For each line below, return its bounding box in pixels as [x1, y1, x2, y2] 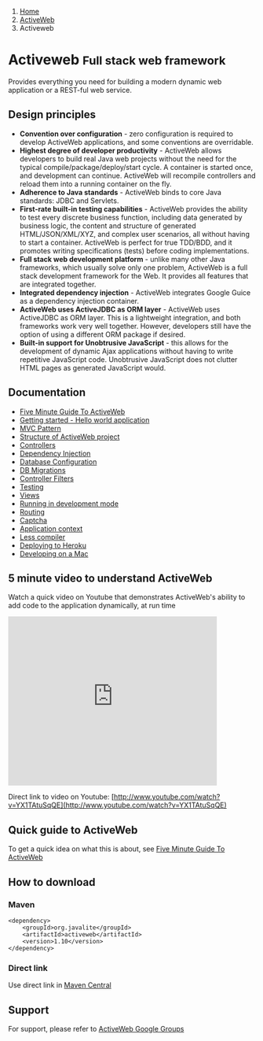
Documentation [8, 386, 86, 400]
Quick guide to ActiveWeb [8, 823, 138, 836]
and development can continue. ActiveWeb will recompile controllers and [19, 171, 256, 180]
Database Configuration [19, 456, 97, 467]
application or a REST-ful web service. [8, 85, 132, 94]
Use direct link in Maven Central [8, 980, 111, 990]
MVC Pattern [19, 423, 61, 433]
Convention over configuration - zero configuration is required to [19, 129, 234, 138]
